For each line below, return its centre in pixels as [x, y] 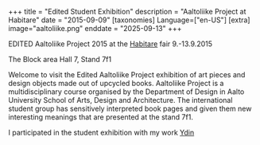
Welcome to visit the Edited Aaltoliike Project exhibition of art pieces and [127, 74]
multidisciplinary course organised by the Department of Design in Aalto [126, 92]
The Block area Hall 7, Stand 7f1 [60, 59]
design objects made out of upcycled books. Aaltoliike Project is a [116, 83]
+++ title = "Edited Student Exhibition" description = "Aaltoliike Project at [127, 12]
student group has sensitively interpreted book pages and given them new [130, 108]
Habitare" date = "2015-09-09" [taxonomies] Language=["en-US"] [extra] [129, 20]
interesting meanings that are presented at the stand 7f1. [101, 117]
